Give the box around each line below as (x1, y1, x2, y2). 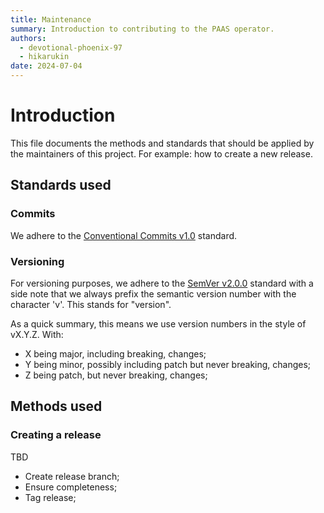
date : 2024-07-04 (10, 61, 83, 71)
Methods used (10, 398, 103, 415)
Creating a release (10, 428, 102, 442)
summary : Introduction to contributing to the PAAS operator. (10, 24, 275, 34)
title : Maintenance (10, 14, 92, 25)
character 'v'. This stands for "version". (10, 298, 172, 310)
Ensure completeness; (24, 481, 118, 493)
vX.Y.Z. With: (10, 328, 64, 340)
